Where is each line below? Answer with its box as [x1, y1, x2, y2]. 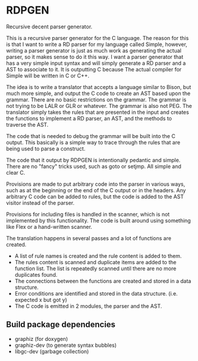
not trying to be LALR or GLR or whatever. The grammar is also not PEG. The [6, 102, 192, 109]
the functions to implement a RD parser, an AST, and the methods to [6, 114, 173, 122]
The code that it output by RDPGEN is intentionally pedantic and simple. [6, 156, 181, 163]
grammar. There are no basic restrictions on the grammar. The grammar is [6, 96, 187, 103]
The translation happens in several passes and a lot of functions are [6, 234, 171, 242]
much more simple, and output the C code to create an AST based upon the [6, 90, 191, 97]
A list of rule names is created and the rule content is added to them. [14, 252, 182, 260]
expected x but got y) [14, 296, 67, 303]
